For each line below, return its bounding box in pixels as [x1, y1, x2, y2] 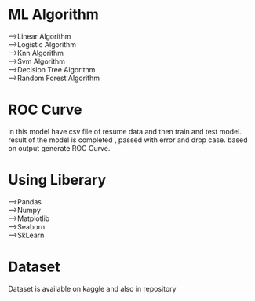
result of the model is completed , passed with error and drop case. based [8, 135, 249, 145]
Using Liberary [8, 171, 107, 189]
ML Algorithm [8, 6, 100, 24]
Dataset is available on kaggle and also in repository [8, 284, 177, 293]
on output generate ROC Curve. [8, 143, 111, 152]
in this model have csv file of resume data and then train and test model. [8, 127, 242, 136]
